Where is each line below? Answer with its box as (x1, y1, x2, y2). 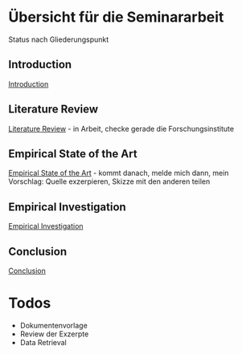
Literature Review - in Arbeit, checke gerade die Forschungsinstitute (8, 124, 235, 133)
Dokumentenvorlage (19, 320, 88, 330)
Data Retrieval (19, 337, 67, 347)
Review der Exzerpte (19, 329, 89, 339)
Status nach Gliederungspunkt (8, 35, 109, 44)
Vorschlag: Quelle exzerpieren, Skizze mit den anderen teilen (8, 177, 211, 186)
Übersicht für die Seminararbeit (8, 8, 224, 26)
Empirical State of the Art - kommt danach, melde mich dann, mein (8, 169, 229, 178)
